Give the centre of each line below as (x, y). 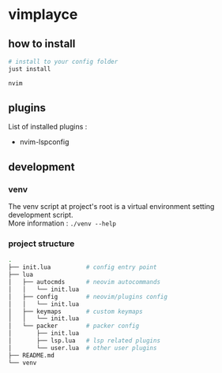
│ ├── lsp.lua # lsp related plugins (84, 341)
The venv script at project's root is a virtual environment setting (111, 207)
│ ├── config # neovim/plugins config (88, 297)
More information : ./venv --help (62, 223)
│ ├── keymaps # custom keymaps (76, 311)
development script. (41, 215)
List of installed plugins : (48, 127)
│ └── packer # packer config (74, 326)
